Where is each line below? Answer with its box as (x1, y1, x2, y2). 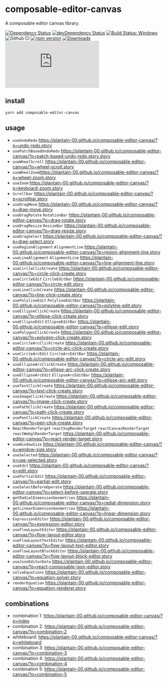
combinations (5, 599, 49, 608)
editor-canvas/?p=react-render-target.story (12, 436, 102, 442)
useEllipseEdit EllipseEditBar (12, 319, 77, 324)
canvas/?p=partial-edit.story (12, 478, 71, 484)
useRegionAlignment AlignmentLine (12, 244, 83, 249)
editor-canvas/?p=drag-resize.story (12, 227, 86, 234)
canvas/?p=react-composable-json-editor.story (12, 564, 111, 570)
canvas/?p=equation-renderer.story (12, 585, 86, 591)
